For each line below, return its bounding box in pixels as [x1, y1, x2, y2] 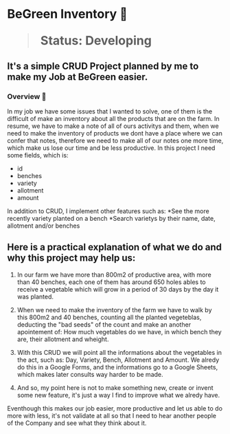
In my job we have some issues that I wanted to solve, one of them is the [7, 107, 213, 116]
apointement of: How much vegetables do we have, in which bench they [16, 327, 222, 336]
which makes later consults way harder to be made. [16, 370, 163, 378]
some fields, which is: [7, 151, 69, 159]
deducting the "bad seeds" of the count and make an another [16, 320, 191, 329]
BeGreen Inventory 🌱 [7, 6, 128, 22]
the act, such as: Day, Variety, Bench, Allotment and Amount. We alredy [16, 356, 220, 364]
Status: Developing [40, 33, 152, 49]
